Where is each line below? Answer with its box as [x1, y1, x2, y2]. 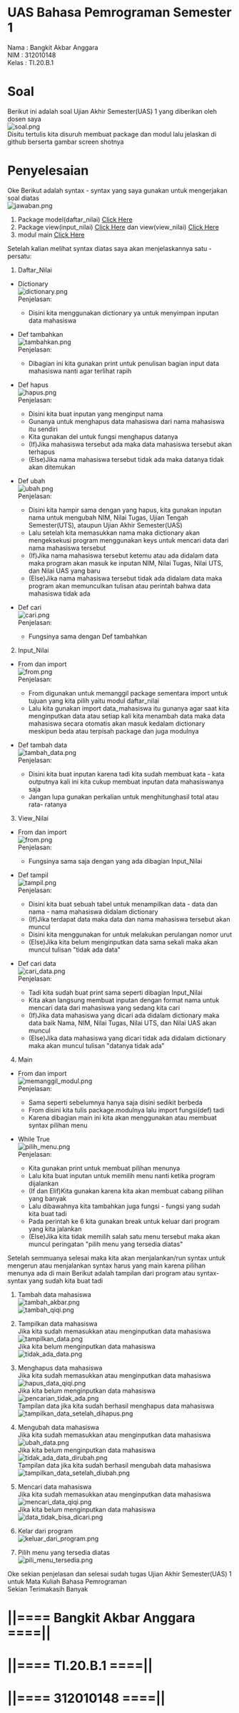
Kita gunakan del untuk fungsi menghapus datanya [28, 432, 178, 440]
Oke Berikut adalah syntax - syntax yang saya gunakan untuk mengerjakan [7, 186, 228, 194]
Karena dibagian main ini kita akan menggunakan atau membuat [28, 1113, 218, 1122]
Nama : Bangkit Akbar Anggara [7, 43, 98, 51]
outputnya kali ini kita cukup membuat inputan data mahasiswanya [28, 777, 224, 786]
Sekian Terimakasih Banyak [7, 1584, 88, 1593]
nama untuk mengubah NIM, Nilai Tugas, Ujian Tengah [28, 513, 189, 522]
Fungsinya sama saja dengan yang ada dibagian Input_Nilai [28, 856, 203, 865]
